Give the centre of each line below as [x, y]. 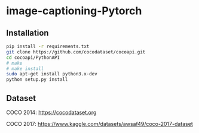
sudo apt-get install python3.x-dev [52, 74]
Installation [27, 33]
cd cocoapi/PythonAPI [33, 58]
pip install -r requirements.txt [48, 46]
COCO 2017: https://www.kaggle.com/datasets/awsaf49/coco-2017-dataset [99, 123]
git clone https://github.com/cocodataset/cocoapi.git [76, 52]
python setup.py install [37, 80]
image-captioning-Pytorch [74, 11]
